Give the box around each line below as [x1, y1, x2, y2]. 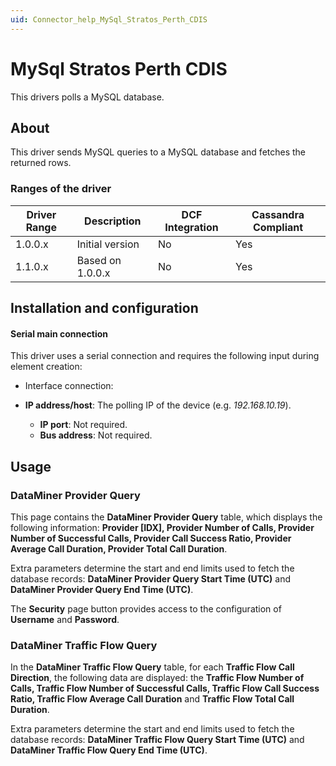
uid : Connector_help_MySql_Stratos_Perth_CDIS [10, 14, 208, 25]
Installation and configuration [10, 300, 199, 317]
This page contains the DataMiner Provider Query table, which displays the [10, 511, 323, 523]
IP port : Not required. [39, 419, 128, 431]
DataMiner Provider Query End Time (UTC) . [10, 583, 194, 595]
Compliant [252, 220, 304, 234]
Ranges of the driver [10, 182, 112, 196]
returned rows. [10, 157, 72, 169]
